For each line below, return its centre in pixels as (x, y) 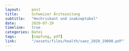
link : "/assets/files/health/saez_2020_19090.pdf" (65, 41)
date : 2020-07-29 (30, 23)
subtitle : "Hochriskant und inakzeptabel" (51, 18)
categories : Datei (24, 32)
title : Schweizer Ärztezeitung (43, 14)
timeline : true (23, 28)
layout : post (23, 9)
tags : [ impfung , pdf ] (34, 37)
